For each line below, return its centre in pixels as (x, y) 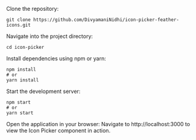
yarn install (23, 80)
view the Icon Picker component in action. (58, 130)
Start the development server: (43, 91)
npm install (21, 69)
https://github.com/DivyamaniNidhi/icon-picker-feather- (106, 20)
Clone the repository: (33, 9)
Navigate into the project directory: (50, 36)
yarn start (20, 113)
